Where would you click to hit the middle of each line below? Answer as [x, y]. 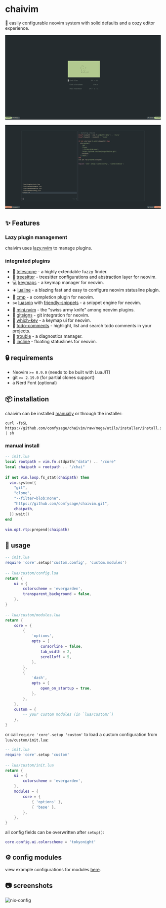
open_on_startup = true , [66, 688]
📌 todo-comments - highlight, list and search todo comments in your [82, 326]
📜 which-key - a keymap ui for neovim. [52, 320]
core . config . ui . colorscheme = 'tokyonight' [51, 842]
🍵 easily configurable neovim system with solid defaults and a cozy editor [80, 23]
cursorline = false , [62, 647]
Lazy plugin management [36, 237]
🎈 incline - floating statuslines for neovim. [55, 342]
